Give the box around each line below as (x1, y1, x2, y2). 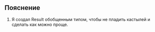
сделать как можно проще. (11, 21, 68, 27)
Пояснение (4, 4, 41, 12)
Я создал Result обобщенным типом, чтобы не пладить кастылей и (11, 16, 151, 22)
